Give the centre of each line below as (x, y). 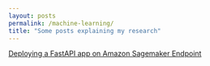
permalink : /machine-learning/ (61, 23)
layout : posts (32, 16)
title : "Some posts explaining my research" (85, 31)
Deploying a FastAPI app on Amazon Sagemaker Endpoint (105, 54)
